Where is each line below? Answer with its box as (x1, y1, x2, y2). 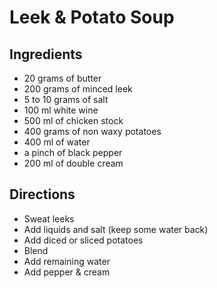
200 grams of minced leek (23, 83, 133, 95)
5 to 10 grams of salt (23, 94, 109, 105)
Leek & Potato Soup (9, 6, 175, 29)
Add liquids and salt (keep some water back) (23, 223, 209, 235)
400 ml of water (23, 136, 91, 148)
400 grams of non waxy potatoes (23, 126, 162, 137)
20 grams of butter (23, 72, 102, 84)
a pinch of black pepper (23, 147, 123, 158)
